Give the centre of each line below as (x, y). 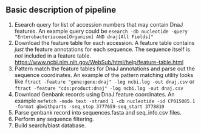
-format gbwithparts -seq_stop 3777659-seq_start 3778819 (89, 106)
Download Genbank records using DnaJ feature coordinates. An (94, 94)
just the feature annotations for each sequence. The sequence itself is (102, 49)
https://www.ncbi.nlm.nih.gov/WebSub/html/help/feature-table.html (99, 62)
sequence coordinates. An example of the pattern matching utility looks (104, 75)
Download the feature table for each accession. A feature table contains (104, 42)
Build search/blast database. (50, 125)
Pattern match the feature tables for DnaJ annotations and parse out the (105, 69)
